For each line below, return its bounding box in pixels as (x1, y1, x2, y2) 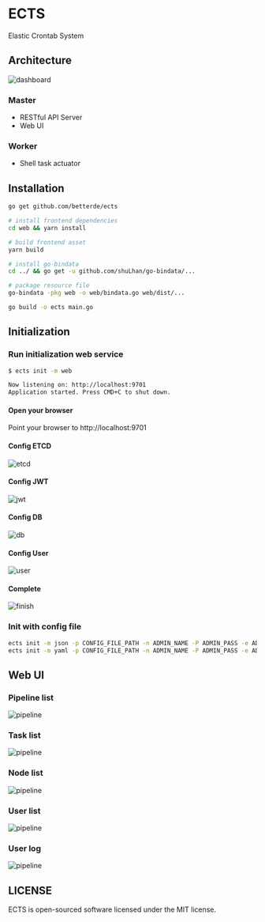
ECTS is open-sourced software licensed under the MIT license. (8, 905, 217, 914)
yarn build (8, 246, 44, 254)
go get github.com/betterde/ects (8, 202, 118, 210)
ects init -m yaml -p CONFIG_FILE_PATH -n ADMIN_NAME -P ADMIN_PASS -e (8, 646, 248, 655)
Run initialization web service (8, 349, 124, 360)
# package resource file (8, 282, 90, 289)
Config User (8, 548, 49, 557)
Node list (8, 768, 43, 779)
